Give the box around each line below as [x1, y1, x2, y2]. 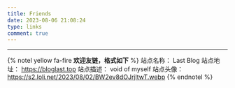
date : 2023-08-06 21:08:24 [7, 17, 86, 24]
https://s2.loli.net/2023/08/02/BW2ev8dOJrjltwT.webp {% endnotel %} [7, 73, 213, 81]
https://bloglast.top [20, 65, 77, 73]
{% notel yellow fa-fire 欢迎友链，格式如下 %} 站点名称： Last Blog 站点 [7, 57, 214, 65]
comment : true [7, 29, 49, 37]
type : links [7, 23, 42, 30]
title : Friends [7, 10, 52, 17]
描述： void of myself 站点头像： [90, 65, 184, 73]
